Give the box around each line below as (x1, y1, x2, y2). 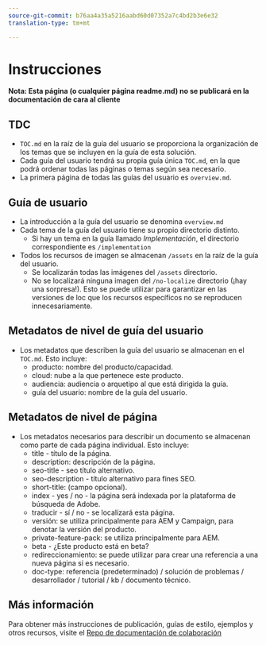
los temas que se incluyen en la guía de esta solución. (19, 148, 197, 157)
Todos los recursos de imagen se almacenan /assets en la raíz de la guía (19, 251, 259, 261)
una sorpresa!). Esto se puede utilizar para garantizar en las (31, 284, 228, 294)
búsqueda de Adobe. (31, 499, 101, 508)
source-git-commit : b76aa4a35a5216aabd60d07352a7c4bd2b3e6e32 (8, 11, 218, 20)
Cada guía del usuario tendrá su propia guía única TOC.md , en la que (19, 156, 241, 165)
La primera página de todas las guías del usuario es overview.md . (19, 172, 232, 183)
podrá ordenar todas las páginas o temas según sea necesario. (19, 164, 226, 174)
